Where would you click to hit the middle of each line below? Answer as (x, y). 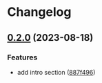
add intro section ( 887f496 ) (56, 72)
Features (22, 57)
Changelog (39, 12)
